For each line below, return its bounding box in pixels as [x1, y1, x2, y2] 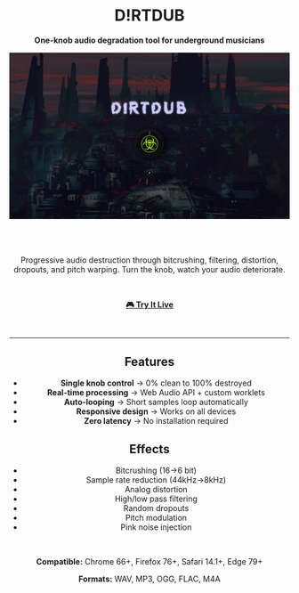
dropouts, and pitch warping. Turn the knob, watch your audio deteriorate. [13, 264, 286, 275]
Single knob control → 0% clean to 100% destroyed [61, 378, 252, 388]
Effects [128, 442, 171, 457]
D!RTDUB [114, 5, 185, 26]
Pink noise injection [120, 522, 192, 532]
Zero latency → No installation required [84, 416, 229, 426]
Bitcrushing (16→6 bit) [115, 465, 198, 476]
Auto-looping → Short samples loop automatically [63, 397, 249, 408]
